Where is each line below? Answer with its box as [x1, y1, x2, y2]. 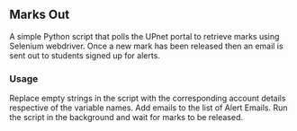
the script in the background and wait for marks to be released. [9, 112, 244, 123]
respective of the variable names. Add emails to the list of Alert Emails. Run [9, 102, 288, 113]
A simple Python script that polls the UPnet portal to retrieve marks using [9, 31, 280, 41]
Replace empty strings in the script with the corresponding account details [9, 93, 286, 104]
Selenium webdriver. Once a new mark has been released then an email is [9, 40, 283, 51]
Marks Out [9, 7, 70, 22]
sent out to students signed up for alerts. [9, 49, 160, 61]
